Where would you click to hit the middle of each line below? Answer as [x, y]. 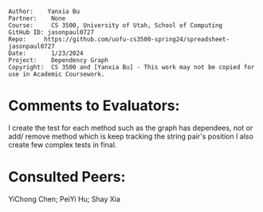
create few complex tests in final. [63, 144]
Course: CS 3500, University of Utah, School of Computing [116, 26]
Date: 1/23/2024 [46, 53]
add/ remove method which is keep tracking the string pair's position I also [131, 136]
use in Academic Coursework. [57, 74]
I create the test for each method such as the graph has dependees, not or [131, 128]
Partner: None [37, 18]
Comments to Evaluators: [94, 106]
